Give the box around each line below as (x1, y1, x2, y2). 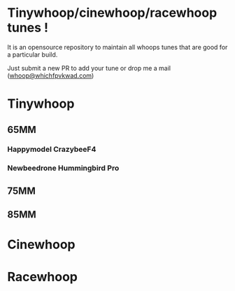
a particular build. (7, 50, 58, 59)
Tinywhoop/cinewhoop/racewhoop (7, 5, 218, 21)
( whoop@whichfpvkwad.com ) (7, 71, 94, 80)
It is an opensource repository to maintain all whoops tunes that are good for (7, 43, 228, 51)
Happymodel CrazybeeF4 (7, 145, 97, 155)
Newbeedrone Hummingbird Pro (7, 163, 120, 173)
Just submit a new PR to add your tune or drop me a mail (7, 64, 171, 72)
